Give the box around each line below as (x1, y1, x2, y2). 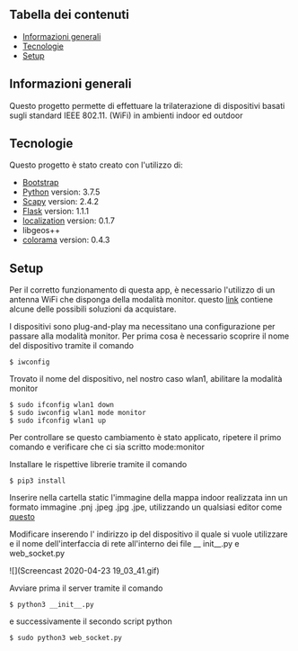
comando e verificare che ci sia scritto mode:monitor (9, 441, 205, 453)
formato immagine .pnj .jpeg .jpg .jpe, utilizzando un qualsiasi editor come (9, 502, 283, 512)
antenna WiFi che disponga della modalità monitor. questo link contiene (9, 294, 274, 305)
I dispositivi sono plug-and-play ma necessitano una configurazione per (9, 321, 276, 332)
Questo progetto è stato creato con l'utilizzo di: (9, 159, 183, 170)
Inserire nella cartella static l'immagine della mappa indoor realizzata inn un (9, 493, 288, 503)
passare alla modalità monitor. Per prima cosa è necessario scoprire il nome (9, 330, 290, 341)
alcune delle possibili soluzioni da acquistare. (9, 303, 177, 314)
